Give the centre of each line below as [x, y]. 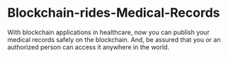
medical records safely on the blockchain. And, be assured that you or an [114, 39]
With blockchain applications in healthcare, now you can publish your [109, 32]
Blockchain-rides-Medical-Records [114, 13]
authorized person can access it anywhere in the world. [89, 47]
